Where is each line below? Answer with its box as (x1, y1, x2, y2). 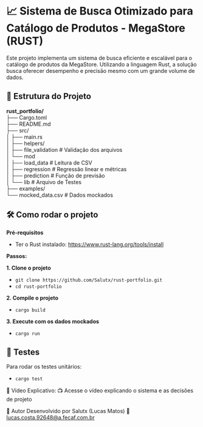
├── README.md (6, 120, 51, 128)
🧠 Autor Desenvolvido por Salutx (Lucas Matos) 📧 (6, 408, 131, 415)
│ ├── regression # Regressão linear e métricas (6, 165, 127, 173)
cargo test (15, 376, 43, 382)
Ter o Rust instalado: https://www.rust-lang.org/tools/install (15, 241, 164, 248)
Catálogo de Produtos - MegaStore (6, 21, 185, 35)
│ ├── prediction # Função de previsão (6, 172, 105, 179)
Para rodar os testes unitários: (6, 363, 82, 371)
